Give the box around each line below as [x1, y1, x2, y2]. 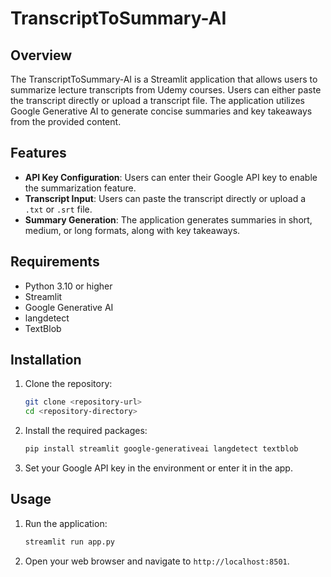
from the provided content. [10, 116, 122, 127]
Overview [10, 47, 73, 64]
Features [10, 145, 67, 162]
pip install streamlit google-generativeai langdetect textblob [24, 444, 299, 454]
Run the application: [24, 517, 108, 529]
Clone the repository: [24, 378, 113, 390]
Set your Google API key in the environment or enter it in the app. [24, 462, 293, 474]
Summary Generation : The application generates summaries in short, [24, 213, 313, 226]
